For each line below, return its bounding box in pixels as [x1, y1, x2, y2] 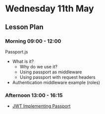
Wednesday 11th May [5, 3, 94, 14]
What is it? [12, 58, 34, 64]
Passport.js [5, 49, 28, 55]
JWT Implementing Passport [12, 103, 71, 109]
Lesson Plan [5, 23, 44, 31]
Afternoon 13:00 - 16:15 [5, 92, 63, 99]
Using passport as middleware [19, 69, 82, 75]
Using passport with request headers [19, 74, 96, 80]
